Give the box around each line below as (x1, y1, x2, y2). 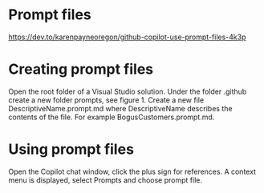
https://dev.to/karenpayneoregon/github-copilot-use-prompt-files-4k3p (8, 32, 246, 42)
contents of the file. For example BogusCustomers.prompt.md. (8, 112, 215, 122)
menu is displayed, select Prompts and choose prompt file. (8, 175, 203, 185)
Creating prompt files (8, 60, 154, 78)
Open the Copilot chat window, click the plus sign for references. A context (8, 167, 257, 176)
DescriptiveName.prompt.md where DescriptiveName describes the (8, 103, 233, 113)
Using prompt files (8, 140, 135, 159)
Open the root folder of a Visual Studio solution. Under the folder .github (8, 86, 247, 96)
